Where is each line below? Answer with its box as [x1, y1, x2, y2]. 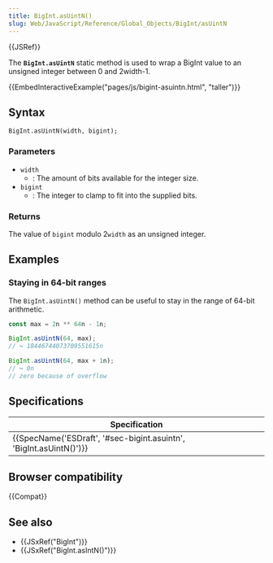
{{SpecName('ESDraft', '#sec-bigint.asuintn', [12, 432, 185, 443]
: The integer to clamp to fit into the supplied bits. [32, 190, 197, 200]
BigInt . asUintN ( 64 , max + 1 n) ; [8, 357, 115, 365]
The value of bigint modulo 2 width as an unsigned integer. [8, 229, 206, 238]
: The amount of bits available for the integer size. [32, 172, 199, 183]
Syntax [8, 105, 45, 119]
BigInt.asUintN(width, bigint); [8, 127, 118, 135]
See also [8, 515, 53, 529]
